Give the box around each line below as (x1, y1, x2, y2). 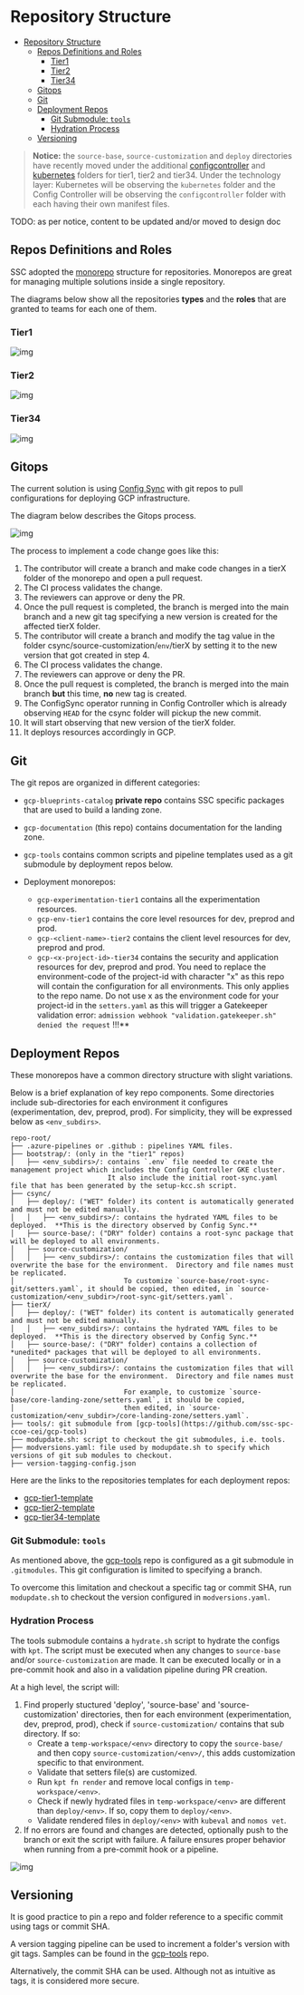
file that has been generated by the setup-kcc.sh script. (10, 1182, 238, 1191)
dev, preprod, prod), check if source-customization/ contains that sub (23, 1718, 284, 1729)
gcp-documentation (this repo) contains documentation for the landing (23, 822, 283, 833)
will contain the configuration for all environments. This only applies (36, 981, 290, 992)
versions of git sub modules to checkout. (10, 1451, 173, 1461)
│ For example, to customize (10, 1387, 225, 1397)
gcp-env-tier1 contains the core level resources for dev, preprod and (36, 913, 295, 924)
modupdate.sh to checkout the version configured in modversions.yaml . (10, 1591, 271, 1602)
